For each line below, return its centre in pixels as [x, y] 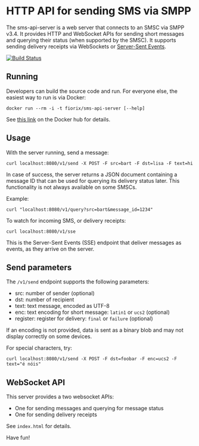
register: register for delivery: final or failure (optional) [84, 319]
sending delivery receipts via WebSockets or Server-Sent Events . [86, 46]
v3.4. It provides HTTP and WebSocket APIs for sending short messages [95, 33]
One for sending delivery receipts [56, 414]
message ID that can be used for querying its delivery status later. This [93, 180]
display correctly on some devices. [49, 336]
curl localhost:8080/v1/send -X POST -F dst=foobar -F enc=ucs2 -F [92, 359]
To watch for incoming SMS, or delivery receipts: [66, 220]
